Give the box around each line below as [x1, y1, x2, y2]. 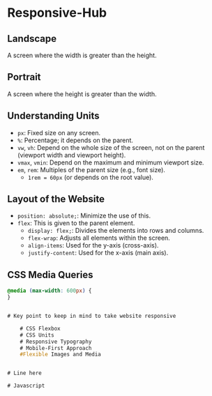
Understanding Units [7, 110, 100, 122]
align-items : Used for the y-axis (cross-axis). [27, 241, 159, 250]
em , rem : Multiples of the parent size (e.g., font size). [17, 165, 166, 174]
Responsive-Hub [7, 5, 107, 21]
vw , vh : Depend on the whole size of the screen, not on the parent [17, 143, 205, 151]
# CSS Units [20, 331, 54, 339]
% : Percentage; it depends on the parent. [17, 136, 134, 144]
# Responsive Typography [20, 338, 92, 345]
